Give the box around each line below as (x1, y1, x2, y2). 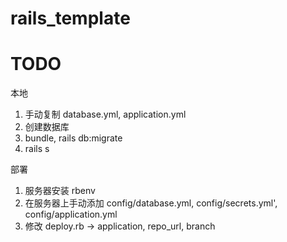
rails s (24, 143, 50, 155)
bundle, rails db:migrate (24, 132, 123, 144)
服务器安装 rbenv (24, 185, 96, 197)
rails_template (10, 7, 131, 30)
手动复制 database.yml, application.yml (24, 108, 187, 121)
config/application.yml (24, 208, 118, 221)
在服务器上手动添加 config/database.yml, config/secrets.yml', (24, 197, 278, 209)
